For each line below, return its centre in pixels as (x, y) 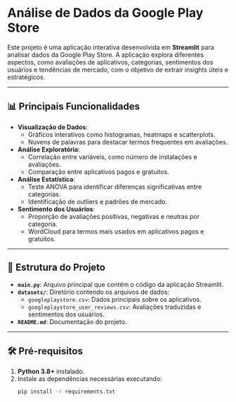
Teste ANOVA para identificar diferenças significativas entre (115, 187)
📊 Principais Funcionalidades (74, 107)
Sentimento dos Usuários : (56, 209)
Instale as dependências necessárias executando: (90, 379)
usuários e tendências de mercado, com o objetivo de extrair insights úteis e (118, 69)
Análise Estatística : (46, 179)
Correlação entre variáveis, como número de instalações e (113, 156)
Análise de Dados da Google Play (105, 13)
